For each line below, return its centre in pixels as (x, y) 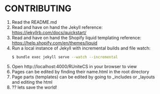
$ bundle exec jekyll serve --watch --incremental (65, 57)
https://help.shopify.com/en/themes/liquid (54, 43)
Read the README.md (34, 22)
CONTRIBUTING (38, 9)
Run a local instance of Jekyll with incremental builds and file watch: (81, 48)
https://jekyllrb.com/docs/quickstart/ (49, 32)
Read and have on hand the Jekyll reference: (57, 27)
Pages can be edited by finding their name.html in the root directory (80, 71)
